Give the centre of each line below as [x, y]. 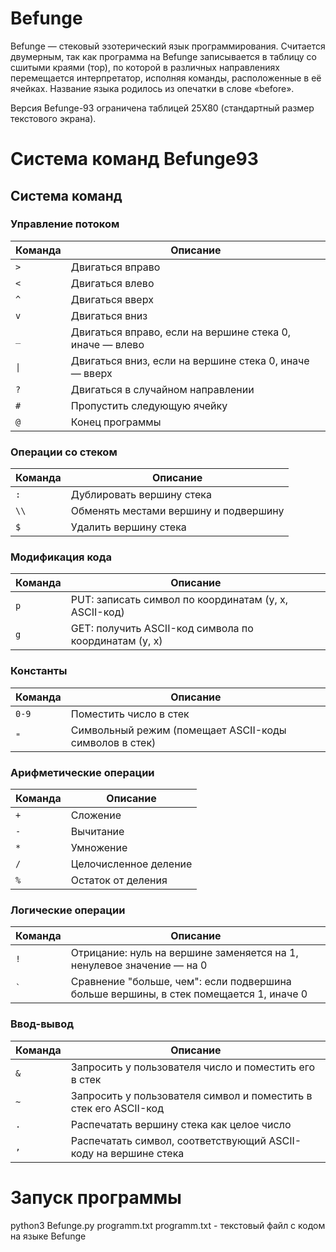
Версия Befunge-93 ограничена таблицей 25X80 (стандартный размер [162, 108]
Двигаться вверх [112, 299]
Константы [39, 671]
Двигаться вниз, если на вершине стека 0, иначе [190, 360]
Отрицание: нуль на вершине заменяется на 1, [184, 953]
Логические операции [68, 910]
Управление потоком [65, 224]
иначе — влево [107, 344]
